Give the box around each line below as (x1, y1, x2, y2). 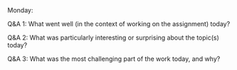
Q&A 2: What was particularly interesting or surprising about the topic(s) (7, 33, 219, 42)
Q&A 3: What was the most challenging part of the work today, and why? (7, 54, 221, 63)
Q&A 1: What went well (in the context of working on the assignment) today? (7, 20, 231, 28)
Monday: (7, 6, 33, 14)
